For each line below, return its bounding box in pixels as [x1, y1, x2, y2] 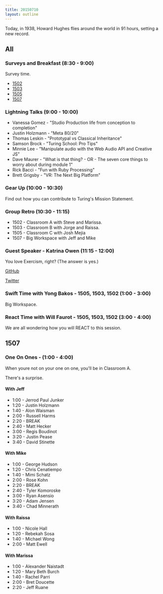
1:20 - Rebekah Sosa [12, 531, 55, 537]
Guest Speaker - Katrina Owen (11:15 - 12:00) [5, 247, 115, 254]
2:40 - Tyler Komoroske [12, 487, 61, 494]
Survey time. [5, 71, 31, 77]
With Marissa [5, 553, 33, 558]
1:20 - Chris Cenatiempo [12, 467, 62, 473]
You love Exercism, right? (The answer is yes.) [5, 259, 99, 265]
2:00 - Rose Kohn [12, 477, 48, 483]
